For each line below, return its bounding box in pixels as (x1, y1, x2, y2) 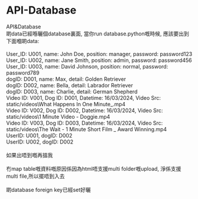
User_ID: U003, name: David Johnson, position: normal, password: (6, 63, 168, 70)
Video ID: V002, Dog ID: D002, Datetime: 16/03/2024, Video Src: (6, 107, 164, 114)
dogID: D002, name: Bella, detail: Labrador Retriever (6, 81, 134, 89)
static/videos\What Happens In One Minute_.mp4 (6, 100, 126, 107)
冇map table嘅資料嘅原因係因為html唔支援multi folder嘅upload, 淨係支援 (6, 165, 181, 172)
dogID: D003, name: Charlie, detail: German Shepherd (6, 88, 138, 95)
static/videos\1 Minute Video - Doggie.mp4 (6, 113, 111, 120)
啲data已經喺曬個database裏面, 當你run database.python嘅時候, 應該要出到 (6, 30, 189, 37)
